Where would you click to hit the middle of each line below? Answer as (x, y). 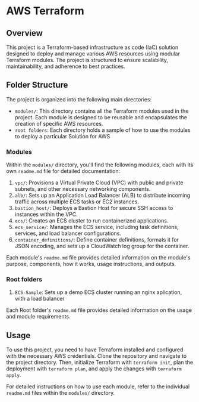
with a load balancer (40, 299)
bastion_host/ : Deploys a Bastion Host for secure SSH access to (94, 208)
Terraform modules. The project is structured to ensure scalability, (87, 60)
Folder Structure (37, 85)
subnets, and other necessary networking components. (83, 189)
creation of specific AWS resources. (59, 123)
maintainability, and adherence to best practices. (66, 66)
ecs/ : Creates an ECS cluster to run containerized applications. (91, 221)
